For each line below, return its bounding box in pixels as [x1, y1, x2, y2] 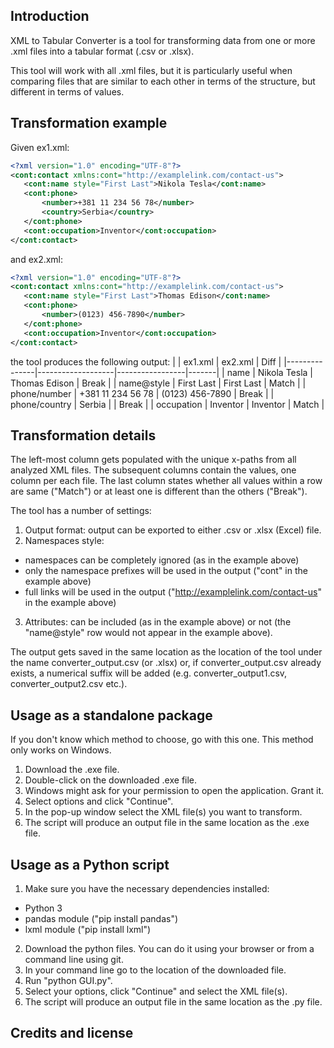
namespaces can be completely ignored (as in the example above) [24, 554, 300, 566]
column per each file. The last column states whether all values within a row [10, 475, 323, 487]
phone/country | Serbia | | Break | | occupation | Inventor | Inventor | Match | [10, 398, 325, 410]
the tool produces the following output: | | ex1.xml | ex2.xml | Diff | [10, 355, 282, 368]
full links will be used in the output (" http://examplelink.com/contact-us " [24, 586, 322, 598]
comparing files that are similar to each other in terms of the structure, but [10, 75, 316, 87]
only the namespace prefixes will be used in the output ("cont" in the [24, 565, 308, 577]
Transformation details [10, 427, 157, 444]
